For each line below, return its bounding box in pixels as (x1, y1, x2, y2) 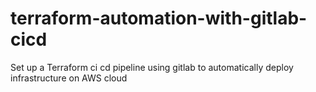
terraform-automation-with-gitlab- (10, 7, 308, 30)
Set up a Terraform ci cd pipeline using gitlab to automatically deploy (10, 61, 294, 73)
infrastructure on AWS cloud (10, 72, 128, 84)
